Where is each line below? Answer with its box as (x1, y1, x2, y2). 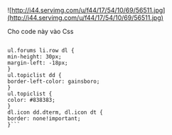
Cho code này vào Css (7, 28, 74, 35)
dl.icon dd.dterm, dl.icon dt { (7, 109, 103, 116)
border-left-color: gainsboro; (7, 78, 100, 85)
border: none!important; (7, 115, 81, 122)
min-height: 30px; (7, 53, 62, 60)
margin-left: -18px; (7, 59, 69, 66)
